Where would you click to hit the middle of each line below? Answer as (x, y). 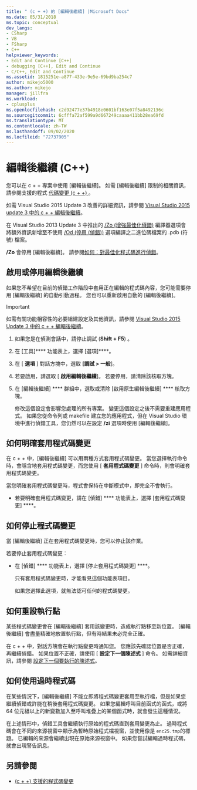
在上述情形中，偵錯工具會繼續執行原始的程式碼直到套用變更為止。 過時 (91, 723)
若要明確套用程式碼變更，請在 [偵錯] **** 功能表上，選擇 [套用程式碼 (97, 498)
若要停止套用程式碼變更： (37, 553)
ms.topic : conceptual (33, 22)
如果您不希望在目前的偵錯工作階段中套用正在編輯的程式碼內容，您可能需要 (96, 288)
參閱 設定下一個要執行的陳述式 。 (61, 660)
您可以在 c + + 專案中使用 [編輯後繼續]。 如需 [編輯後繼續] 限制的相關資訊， (98, 185)
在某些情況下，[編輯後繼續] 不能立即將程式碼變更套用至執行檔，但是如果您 (96, 696)
